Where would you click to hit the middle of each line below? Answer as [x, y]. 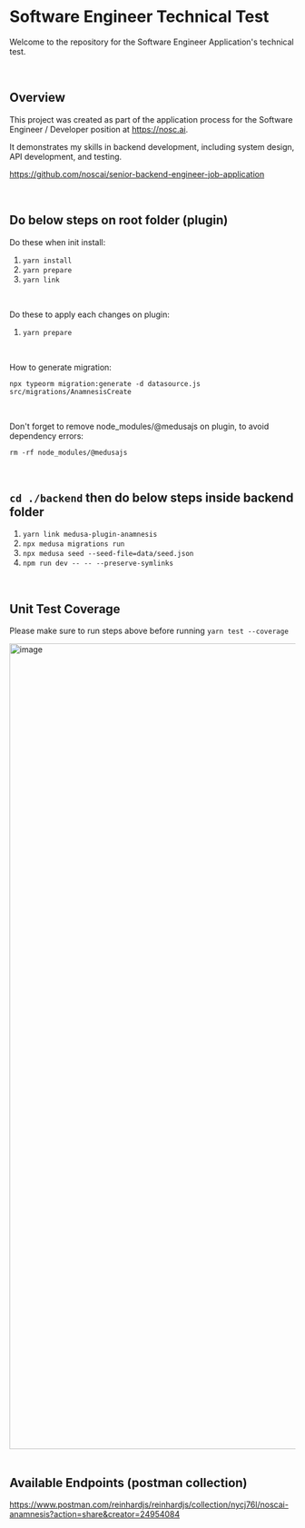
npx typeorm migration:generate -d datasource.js [105, 383]
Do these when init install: [58, 242]
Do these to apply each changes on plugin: [89, 314]
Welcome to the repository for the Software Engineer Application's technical [152, 42]
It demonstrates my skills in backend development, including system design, [152, 146]
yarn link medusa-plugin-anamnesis [90, 535]
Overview [38, 98]
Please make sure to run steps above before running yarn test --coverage [149, 631]
